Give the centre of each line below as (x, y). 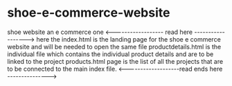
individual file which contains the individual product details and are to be (110, 54)
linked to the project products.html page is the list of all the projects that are (115, 61)
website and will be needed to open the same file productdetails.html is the (114, 46)
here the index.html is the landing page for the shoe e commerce (129, 39)
